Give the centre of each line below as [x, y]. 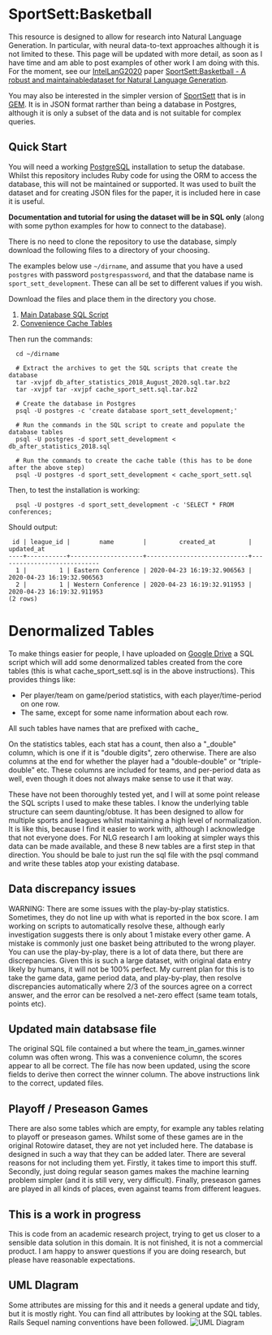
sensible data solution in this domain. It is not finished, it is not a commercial [136, 1242]
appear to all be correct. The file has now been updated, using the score [130, 1066]
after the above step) [47, 467]
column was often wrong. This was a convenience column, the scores [125, 1057]
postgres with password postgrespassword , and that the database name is [131, 274]
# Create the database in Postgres [76, 403]
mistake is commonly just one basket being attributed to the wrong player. [132, 943]
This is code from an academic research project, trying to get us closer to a [134, 1233]
